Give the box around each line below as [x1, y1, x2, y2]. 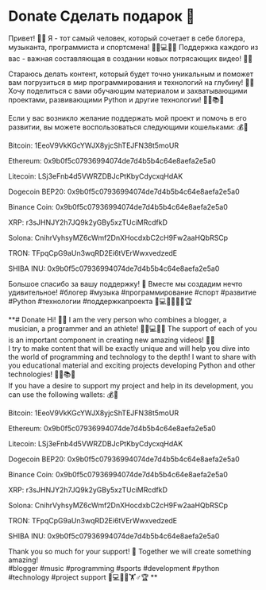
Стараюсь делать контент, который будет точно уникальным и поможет [8, 69, 254, 79]
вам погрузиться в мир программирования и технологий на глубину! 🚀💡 [8, 77, 255, 87]
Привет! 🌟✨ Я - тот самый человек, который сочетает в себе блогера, [8, 33, 245, 43]
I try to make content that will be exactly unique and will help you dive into [8, 343, 250, 353]
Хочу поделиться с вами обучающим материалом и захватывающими [8, 86, 248, 95]
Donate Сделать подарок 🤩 [8, 7, 195, 25]
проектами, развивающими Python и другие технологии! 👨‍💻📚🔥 [8, 94, 225, 104]
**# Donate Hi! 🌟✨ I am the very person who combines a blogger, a [8, 314, 228, 324]
